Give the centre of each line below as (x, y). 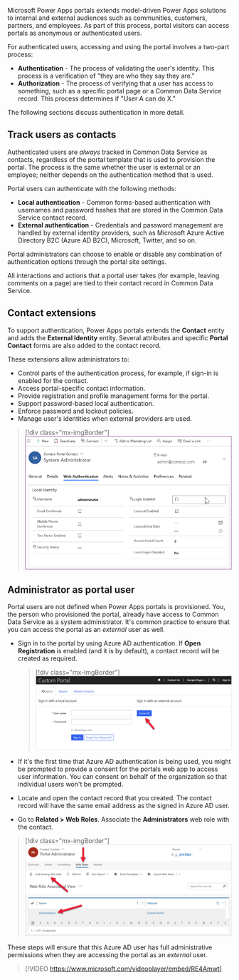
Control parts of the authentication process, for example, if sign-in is (118, 373)
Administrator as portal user (71, 589)
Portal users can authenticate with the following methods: (92, 188)
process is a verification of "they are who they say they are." (106, 76)
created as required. (47, 658)
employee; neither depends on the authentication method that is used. (110, 175)
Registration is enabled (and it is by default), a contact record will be (118, 651)
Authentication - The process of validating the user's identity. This (116, 68)
